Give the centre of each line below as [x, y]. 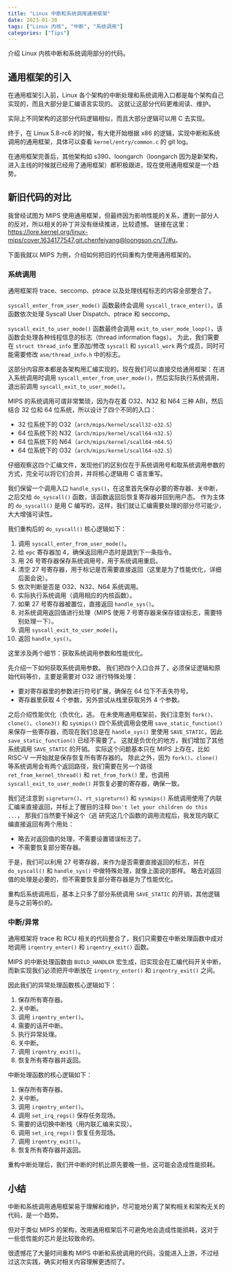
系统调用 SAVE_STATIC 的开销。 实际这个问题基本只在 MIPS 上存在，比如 [109, 749]
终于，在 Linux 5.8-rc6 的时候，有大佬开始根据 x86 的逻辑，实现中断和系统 [114, 133]
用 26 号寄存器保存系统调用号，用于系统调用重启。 [89, 561]
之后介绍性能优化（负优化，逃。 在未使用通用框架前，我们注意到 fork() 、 [112, 715]
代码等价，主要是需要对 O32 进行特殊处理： [76, 677]
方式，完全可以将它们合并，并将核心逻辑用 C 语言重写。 [87, 474]
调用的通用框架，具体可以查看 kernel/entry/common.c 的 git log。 [100, 142]
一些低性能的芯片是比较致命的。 [53, 1239]
